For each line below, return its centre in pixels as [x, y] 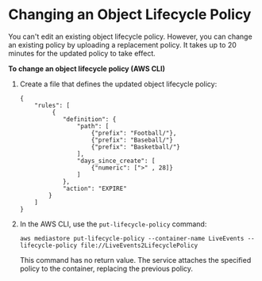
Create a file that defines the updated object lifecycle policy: [118, 84]
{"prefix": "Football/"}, [134, 133]
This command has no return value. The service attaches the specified [135, 260]
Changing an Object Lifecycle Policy [130, 15]
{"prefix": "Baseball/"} [132, 140]
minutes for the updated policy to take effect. [82, 53]
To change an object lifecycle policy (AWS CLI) [87, 68]
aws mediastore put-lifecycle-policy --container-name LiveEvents [132, 238]
